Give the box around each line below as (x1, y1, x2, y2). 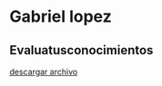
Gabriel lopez (9, 6, 112, 27)
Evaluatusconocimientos (9, 43, 154, 58)
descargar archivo (9, 66, 78, 77)
